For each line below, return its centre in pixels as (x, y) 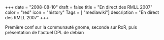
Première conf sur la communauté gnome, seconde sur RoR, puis (71, 27)
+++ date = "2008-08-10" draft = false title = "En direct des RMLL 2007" (79, 7)
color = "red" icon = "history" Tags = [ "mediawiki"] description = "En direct (82, 12)
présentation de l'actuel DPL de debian (45, 32)
